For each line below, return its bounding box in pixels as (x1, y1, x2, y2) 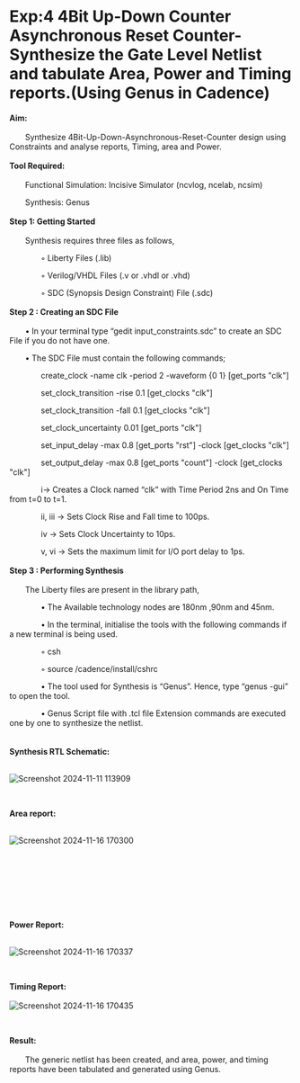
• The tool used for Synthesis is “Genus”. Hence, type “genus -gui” (40, 681, 289, 692)
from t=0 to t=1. (9, 493, 67, 505)
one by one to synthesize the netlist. (9, 717, 144, 728)
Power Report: (9, 919, 65, 930)
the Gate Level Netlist (98, 45, 262, 65)
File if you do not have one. (9, 335, 110, 345)
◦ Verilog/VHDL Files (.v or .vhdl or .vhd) (40, 270, 190, 281)
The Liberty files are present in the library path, (25, 584, 199, 595)
